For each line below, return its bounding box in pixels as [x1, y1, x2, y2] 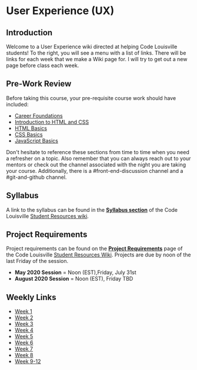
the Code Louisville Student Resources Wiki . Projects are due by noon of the [6, 251, 191, 258]
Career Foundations [14, 112, 63, 119]
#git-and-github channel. [6, 174, 67, 181]
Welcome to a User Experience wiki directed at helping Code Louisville [6, 43, 178, 50]
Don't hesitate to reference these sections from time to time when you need [6, 148, 189, 155]
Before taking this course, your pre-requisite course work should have [6, 94, 176, 101]
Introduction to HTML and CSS [14, 118, 89, 125]
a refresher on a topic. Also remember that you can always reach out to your [6, 155, 191, 162]
